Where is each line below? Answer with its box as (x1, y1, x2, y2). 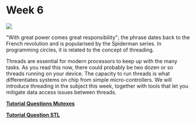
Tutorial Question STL (6, 111, 60, 118)
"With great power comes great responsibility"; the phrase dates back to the (6, 33, 190, 41)
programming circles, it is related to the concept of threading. (6, 46, 154, 53)
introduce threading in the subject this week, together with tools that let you (6, 82, 189, 89)
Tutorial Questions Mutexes (6, 100, 75, 107)
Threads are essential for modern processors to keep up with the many (6, 57, 177, 64)
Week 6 (6, 4, 44, 17)
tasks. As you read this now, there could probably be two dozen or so (6, 64, 174, 71)
